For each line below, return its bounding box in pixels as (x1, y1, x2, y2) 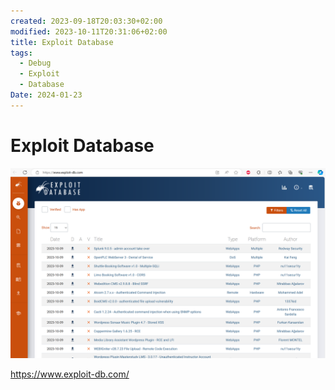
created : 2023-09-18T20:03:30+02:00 (10, 16, 163, 26)
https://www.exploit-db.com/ (10, 368, 130, 380)
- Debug (19, 58, 52, 69)
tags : (10, 48, 33, 58)
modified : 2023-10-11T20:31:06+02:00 (10, 26, 168, 37)
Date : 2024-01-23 (10, 90, 83, 100)
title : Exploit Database (10, 37, 114, 47)
